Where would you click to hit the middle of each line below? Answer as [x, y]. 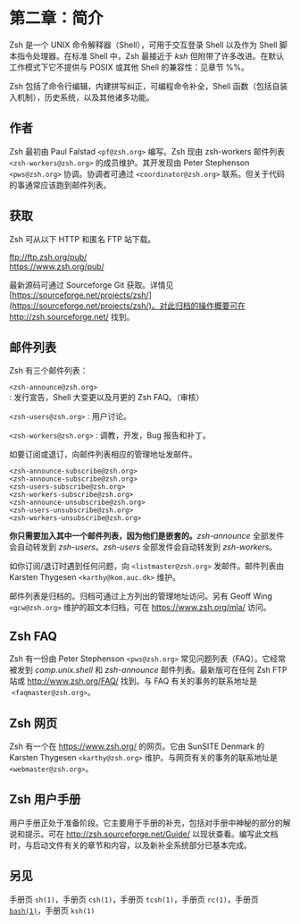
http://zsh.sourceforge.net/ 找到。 [72, 316]
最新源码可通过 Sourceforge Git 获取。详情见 [92, 285]
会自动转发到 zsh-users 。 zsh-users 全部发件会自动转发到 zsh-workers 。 [143, 547]
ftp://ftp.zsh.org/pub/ [48, 256]
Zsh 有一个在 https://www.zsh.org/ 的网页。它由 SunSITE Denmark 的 [137, 746]
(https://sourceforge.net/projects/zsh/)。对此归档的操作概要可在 [127, 306]
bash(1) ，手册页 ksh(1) [52, 910]
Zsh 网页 [33, 723]
